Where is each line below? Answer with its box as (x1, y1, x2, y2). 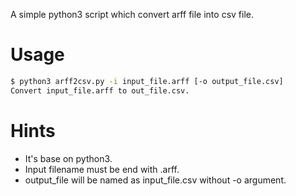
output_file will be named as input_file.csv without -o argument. (24, 174, 287, 186)
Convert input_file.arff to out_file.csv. (10, 85, 190, 96)
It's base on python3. (24, 152, 113, 164)
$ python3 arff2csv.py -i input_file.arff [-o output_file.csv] (10, 76, 284, 86)
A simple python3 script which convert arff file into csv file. (10, 9, 254, 20)
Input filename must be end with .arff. (24, 163, 180, 175)
